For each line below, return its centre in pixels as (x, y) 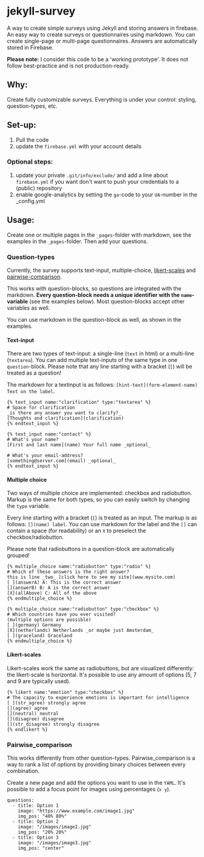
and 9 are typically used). (39, 681)
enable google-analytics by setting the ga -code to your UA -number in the (107, 194)
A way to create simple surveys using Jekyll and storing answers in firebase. (103, 28)
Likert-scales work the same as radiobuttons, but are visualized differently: (100, 668)
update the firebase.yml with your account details (79, 146)
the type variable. (29, 506)
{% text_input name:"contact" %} (49, 434)
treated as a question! (34, 373)
